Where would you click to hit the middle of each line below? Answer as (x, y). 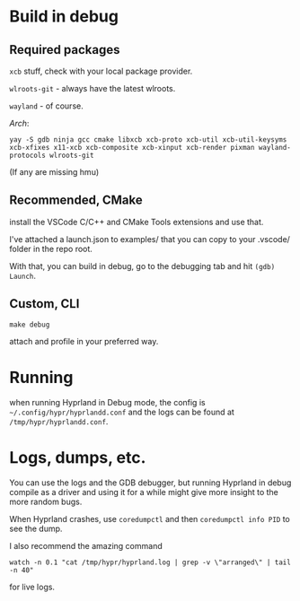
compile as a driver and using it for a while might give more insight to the (144, 492)
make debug (30, 325)
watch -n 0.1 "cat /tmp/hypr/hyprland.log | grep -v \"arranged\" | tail (150, 562)
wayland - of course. (46, 106)
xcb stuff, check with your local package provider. (101, 71)
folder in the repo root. (51, 248)
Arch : (19, 123)
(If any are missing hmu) (54, 172)
